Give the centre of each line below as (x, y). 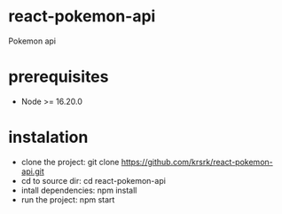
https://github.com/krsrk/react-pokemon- (197, 162)
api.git (33, 171)
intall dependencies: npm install (79, 190)
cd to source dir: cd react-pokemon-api (93, 180)
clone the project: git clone (70, 162)
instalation (48, 137)
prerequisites (59, 77)
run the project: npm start (68, 199)
